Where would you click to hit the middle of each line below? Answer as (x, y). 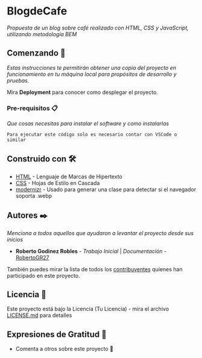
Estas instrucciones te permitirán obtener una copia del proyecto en (92, 68)
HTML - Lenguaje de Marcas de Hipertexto (69, 177)
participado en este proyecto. (43, 275)
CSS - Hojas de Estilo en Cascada (58, 183)
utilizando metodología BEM (42, 34)
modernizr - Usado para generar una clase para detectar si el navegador (106, 189)
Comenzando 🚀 (36, 53)
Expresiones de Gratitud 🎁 (57, 334)
